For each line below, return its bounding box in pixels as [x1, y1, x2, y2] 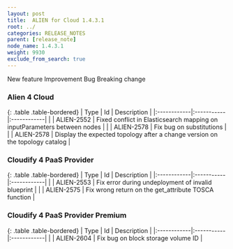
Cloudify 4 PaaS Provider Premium [7, 211, 127, 220]
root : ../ [7, 23, 36, 30]
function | [7, 193, 35, 202]
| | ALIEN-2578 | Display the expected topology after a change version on [7, 130, 218, 139]
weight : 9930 [7, 50, 45, 56]
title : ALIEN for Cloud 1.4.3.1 [7, 17, 105, 24]
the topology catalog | [7, 137, 71, 146]
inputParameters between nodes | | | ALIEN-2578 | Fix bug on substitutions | [7, 123, 227, 131]
